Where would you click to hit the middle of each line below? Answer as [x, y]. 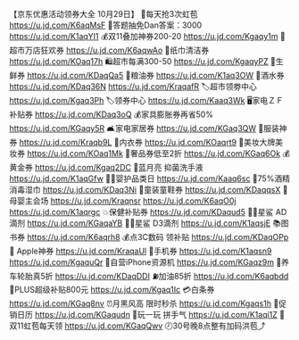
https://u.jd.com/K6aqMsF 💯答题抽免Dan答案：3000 [106, 25]
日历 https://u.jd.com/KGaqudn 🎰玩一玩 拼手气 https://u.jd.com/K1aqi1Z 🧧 [151, 315]
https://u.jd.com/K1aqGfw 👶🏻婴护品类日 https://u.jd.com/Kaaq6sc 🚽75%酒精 [149, 178]
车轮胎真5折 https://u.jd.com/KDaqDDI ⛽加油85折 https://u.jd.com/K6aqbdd [149, 276]
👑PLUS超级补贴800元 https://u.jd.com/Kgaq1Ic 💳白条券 [112, 290]
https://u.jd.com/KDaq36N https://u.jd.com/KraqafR [104, 87]
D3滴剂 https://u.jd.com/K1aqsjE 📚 [217, 223]
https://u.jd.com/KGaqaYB [75, 223]
